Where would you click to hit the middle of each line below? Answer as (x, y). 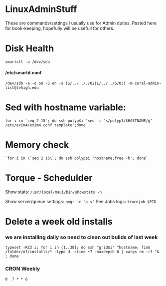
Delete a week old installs (59, 222)
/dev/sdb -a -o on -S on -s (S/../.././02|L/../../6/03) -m (69, 83)
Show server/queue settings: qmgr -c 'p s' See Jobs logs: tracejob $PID (81, 201)
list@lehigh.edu (22, 88)
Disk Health (30, 49)
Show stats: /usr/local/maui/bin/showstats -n (54, 192)
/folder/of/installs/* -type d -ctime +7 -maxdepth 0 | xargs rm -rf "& (82, 252)
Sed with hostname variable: (66, 108)
